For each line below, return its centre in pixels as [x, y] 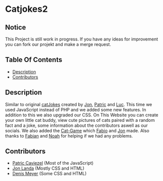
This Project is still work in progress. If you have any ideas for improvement [81, 39]
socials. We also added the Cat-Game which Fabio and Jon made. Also [77, 130]
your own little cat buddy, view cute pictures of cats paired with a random [80, 120]
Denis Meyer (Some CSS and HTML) [49, 174]
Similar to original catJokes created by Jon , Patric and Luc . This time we [79, 104]
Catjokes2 [26, 9]
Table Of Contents [34, 60]
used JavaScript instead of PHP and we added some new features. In [76, 109]
